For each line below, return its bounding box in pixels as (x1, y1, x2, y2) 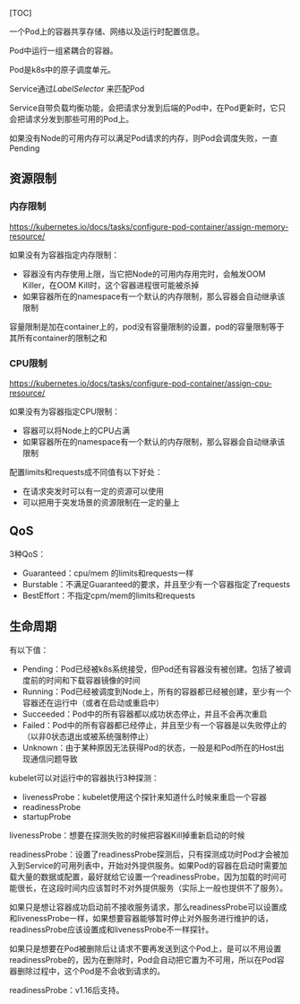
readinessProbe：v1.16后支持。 (9, 984, 124, 995)
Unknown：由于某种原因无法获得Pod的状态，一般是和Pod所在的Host (21, 742, 277, 753)
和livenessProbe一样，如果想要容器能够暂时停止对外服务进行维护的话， (9, 912, 273, 923)
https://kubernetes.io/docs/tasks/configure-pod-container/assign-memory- (9, 221, 289, 232)
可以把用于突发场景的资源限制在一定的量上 (21, 497, 180, 507)
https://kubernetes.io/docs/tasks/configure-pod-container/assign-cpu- (9, 377, 273, 389)
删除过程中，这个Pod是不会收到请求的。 (16, 965, 166, 976)
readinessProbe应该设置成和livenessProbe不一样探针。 (9, 924, 214, 935)
